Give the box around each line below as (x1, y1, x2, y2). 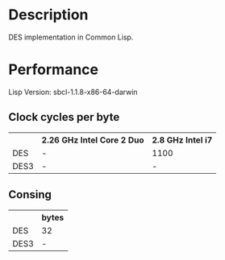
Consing (8, 188, 52, 202)
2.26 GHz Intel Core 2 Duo (41, 134, 144, 146)
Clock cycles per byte (8, 110, 120, 124)
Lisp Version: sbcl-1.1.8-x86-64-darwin (8, 87, 139, 97)
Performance (8, 60, 99, 79)
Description (8, 6, 89, 24)
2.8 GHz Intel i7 (152, 134, 213, 146)
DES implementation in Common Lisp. (8, 32, 134, 42)
